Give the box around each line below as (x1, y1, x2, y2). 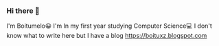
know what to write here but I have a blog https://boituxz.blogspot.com (6, 32, 207, 40)
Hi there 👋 (6, 6, 41, 16)
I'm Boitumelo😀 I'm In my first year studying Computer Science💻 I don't (6, 22, 212, 30)
